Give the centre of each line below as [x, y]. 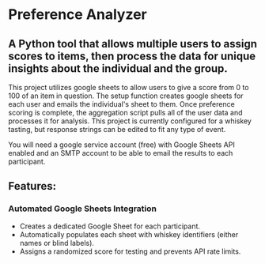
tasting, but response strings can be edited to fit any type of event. [117, 129]
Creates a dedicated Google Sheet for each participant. [110, 226]
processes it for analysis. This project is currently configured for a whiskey [130, 121]
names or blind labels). [57, 243]
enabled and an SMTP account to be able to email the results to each [121, 153]
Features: [32, 186]
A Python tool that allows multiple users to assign [133, 44]
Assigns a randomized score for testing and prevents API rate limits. [130, 251]
